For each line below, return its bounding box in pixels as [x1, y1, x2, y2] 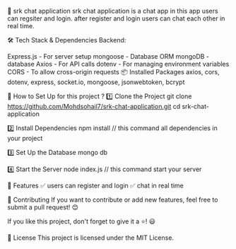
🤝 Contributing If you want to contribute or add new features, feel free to [7, 195, 218, 204]
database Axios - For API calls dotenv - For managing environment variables [7, 60, 230, 68]
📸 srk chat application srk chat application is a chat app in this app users [7, 7, 218, 15]
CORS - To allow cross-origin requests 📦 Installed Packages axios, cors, [7, 68, 220, 76]
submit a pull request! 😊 [7, 203, 79, 212]
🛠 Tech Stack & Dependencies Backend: [7, 36, 126, 44]
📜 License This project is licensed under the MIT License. [7, 233, 175, 242]
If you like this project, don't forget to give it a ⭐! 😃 [7, 217, 156, 226]
